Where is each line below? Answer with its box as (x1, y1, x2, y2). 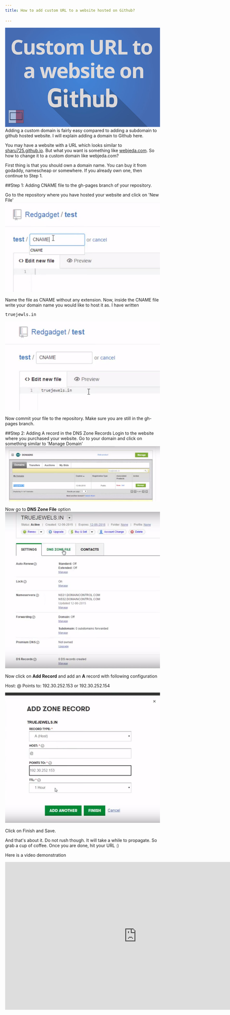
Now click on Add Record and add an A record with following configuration (5, 673, 157, 679)
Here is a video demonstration (5, 852, 66, 858)
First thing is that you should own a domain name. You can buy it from (5, 163, 146, 169)
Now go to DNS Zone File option (5, 507, 71, 512)
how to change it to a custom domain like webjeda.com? (5, 153, 119, 159)
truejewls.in (5, 312, 37, 317)
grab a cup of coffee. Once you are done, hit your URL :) (5, 843, 119, 848)
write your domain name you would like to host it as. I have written (5, 302, 139, 308)
